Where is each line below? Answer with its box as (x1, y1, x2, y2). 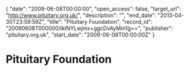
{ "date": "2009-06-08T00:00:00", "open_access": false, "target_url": (5, 5, 181, 12)
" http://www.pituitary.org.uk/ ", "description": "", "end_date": (5, 12, 156, 19)
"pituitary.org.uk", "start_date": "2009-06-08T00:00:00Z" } (5, 31, 155, 38)
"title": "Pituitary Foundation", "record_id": (46, 18, 153, 25)
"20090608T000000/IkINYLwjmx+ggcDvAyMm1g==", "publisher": (5, 24, 174, 32)
